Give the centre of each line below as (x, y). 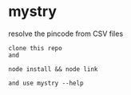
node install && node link (53, 69)
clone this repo (35, 48)
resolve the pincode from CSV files (66, 34)
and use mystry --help (46, 83)
